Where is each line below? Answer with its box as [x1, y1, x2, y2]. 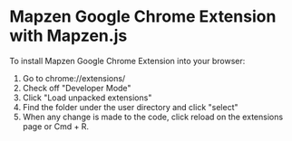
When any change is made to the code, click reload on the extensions [22, 111, 284, 122]
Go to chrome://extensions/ [22, 72, 126, 83]
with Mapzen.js [9, 25, 128, 46]
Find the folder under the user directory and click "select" [22, 101, 238, 112]
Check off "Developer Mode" [22, 82, 131, 93]
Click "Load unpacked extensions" [22, 92, 152, 103]
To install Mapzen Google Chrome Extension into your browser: [9, 55, 246, 66]
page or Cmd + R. [22, 120, 89, 132]
